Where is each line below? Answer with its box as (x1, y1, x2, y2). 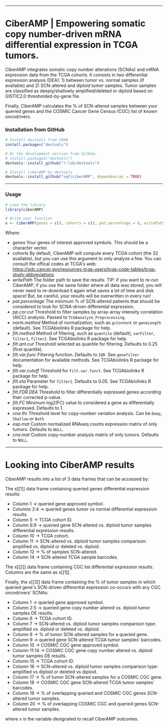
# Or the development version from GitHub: (5, 151, 97, 156)
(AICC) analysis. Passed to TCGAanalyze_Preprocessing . (12, 315, 126, 321)
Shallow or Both (12, 416, 44, 422)
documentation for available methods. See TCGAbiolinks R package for (12, 357, 159, 363)
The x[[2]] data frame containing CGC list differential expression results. (5, 564, 154, 570)
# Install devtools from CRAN (5, 138, 68, 143)
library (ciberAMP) (5, 207, 43, 212)
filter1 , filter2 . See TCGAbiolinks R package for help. (12, 336, 127, 342)
